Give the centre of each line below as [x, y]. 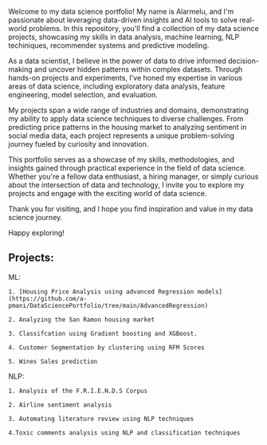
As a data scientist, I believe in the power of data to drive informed [117, 61]
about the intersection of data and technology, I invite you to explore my [126, 185]
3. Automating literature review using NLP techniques [101, 419]
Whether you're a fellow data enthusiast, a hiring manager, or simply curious [133, 176]
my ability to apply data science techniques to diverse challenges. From [126, 118]
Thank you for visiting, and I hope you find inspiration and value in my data [131, 209]
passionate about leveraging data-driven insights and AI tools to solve [123, 20]
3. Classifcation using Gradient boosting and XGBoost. [103, 333]
